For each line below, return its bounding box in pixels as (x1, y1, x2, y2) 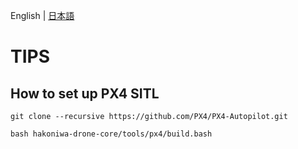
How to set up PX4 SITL (10, 85, 160, 102)
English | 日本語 (10, 10, 75, 21)
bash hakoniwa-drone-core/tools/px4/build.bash (10, 129, 213, 139)
